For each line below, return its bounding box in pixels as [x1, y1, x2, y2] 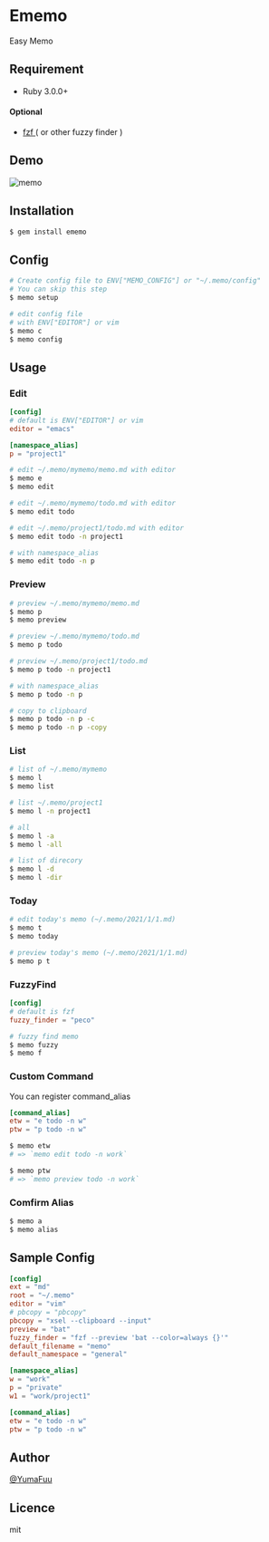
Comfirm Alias [9, 1196, 74, 1209]
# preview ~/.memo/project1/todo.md [9, 657, 148, 666]
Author [9, 1450, 50, 1465]
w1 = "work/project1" [9, 1392, 91, 1401]
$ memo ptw [9, 1166, 51, 1175]
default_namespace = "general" [9, 1350, 128, 1359]
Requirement [9, 62, 84, 77]
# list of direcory [9, 856, 83, 865]
